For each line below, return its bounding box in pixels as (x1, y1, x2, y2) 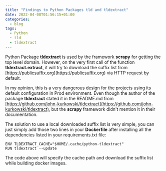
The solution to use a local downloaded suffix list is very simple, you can (5, 121, 154, 127)
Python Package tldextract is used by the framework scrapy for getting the (5, 54, 161, 60)
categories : (5, 17, 30, 22)
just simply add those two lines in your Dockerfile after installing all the (5, 126, 151, 132)
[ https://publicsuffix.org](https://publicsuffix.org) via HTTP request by (5, 70, 149, 76)
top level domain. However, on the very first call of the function (5, 59, 135, 65)
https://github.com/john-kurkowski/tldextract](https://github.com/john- (6, 101, 153, 107)
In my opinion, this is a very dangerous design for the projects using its (5, 85, 151, 91)
